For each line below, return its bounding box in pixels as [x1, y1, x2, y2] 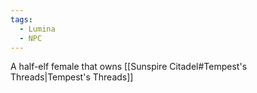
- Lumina [19, 24, 56, 34]
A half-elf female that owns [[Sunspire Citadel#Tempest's [10, 61, 248, 73]
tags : [10, 14, 33, 25]
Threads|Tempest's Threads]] [10, 71, 134, 83]
